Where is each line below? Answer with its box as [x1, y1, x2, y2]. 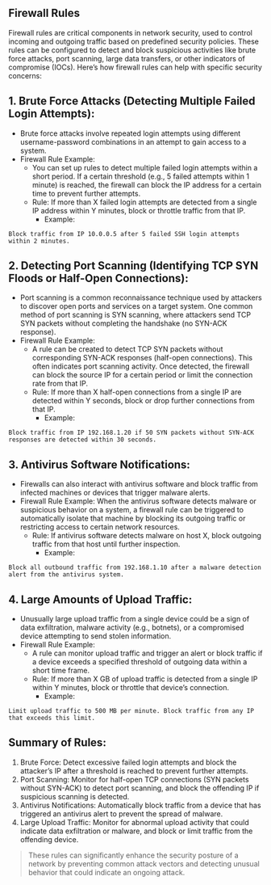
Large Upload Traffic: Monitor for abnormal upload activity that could [19, 817, 250, 827]
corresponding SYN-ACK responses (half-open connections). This [31, 353, 253, 363]
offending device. [19, 834, 79, 844]
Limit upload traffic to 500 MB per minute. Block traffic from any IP [8, 707, 254, 715]
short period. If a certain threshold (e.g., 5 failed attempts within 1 [31, 171, 250, 181]
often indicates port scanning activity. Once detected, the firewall [31, 361, 250, 371]
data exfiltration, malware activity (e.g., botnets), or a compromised [19, 622, 244, 633]
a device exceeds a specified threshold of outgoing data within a [31, 657, 248, 667]
